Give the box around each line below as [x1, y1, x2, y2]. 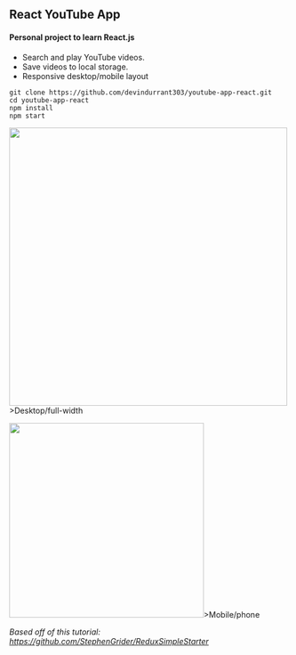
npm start [9, 111, 46, 120]
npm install [9, 103, 53, 112]
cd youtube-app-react [9, 95, 90, 105]
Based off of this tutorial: [9, 627, 100, 637]
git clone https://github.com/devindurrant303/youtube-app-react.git [9, 88, 273, 97]
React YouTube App [9, 7, 121, 22]
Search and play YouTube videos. [21, 52, 145, 62]
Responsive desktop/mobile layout [21, 70, 149, 81]
